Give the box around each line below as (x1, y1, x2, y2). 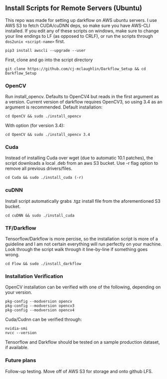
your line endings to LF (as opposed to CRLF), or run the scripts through (5, 33, 153, 39)
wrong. (5, 252, 20, 257)
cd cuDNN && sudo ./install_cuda (5, 213, 75, 218)
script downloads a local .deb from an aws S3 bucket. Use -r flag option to (5, 160, 159, 166)
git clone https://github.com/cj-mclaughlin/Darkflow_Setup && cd (5, 66, 146, 71)
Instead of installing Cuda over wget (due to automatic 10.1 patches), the (5, 155, 154, 161)
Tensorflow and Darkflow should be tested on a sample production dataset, (5, 339, 161, 345)
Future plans (5, 357, 36, 364)
